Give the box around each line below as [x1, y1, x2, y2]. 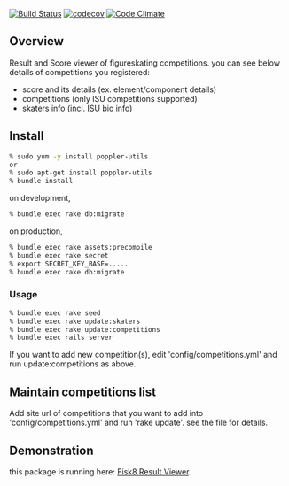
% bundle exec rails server [9, 333, 113, 343]
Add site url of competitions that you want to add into [9, 408, 204, 419]
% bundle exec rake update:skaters [9, 317, 141, 326]
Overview [9, 34, 65, 49]
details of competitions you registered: [9, 66, 151, 77]
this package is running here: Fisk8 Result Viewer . [9, 466, 191, 477]
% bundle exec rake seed [9, 308, 101, 318]
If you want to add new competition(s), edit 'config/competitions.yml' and [9, 350, 277, 360]
